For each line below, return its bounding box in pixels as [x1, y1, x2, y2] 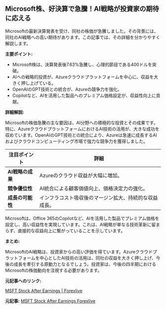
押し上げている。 [21, 80, 56, 86]
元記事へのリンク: [5, 278, 41, 284]
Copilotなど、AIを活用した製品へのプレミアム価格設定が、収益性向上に [12, 92, 157, 98]
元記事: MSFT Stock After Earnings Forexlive [5, 298, 95, 304]
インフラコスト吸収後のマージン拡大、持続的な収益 [39, 194, 158, 201]
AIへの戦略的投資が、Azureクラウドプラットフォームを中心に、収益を [12, 74, 154, 80]
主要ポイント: [5, 51, 33, 57]
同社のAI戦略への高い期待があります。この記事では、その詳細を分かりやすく [5, 34, 161, 40]
